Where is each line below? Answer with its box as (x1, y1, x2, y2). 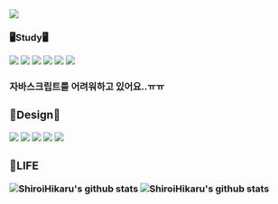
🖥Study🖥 (9, 31, 49, 43)
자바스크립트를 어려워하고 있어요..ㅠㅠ (9, 80, 165, 93)
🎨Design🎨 (9, 107, 61, 123)
